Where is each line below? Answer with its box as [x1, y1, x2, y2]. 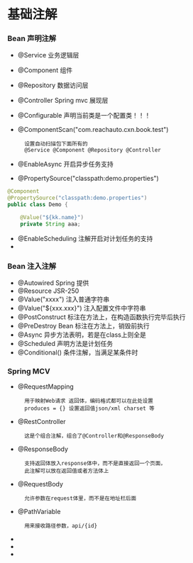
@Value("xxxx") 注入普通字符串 [17, 295, 110, 303]
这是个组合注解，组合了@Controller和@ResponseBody [24, 433, 165, 440]
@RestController [17, 418, 66, 426]
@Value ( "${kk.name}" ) [20, 214, 84, 221]
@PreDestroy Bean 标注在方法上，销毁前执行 [17, 322, 150, 330]
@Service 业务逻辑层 [17, 51, 79, 60]
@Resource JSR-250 [17, 286, 79, 295]
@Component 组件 [17, 66, 73, 74]
